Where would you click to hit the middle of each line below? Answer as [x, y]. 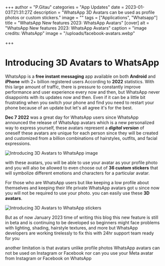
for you [12, 238]
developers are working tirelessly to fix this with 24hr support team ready [80, 233]
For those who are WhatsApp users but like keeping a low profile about [77, 182]
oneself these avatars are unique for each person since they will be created [82, 133]
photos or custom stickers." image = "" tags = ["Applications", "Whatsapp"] [81, 17]
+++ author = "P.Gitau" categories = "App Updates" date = [65, 7]
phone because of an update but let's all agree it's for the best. [69, 107]
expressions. [18, 143]
